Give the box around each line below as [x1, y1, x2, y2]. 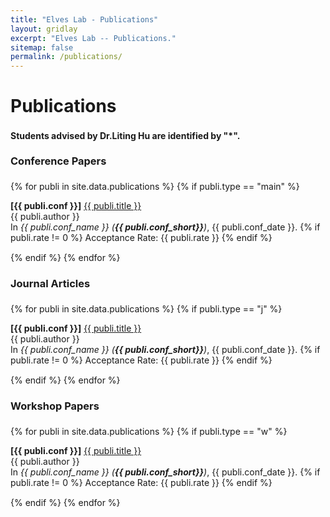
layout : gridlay [10, 24, 78, 34]
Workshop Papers [10, 399, 100, 413]
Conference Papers [10, 154, 107, 168]
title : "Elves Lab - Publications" [10, 14, 159, 25]
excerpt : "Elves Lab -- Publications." [10, 33, 177, 43]
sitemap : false [10, 42, 74, 53]
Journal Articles [10, 277, 91, 291]
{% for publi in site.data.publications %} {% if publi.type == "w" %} [10, 426, 288, 438]
